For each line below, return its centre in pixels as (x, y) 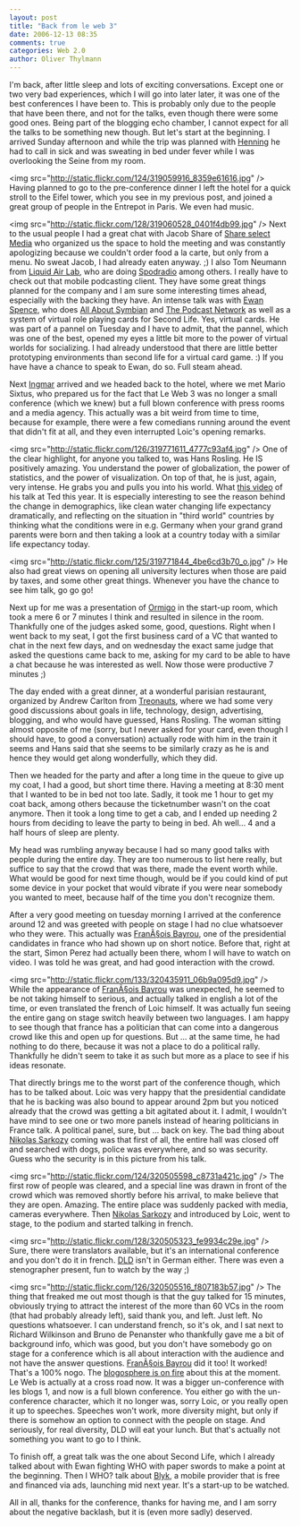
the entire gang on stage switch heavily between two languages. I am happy (150, 1018)
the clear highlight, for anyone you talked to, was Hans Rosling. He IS (136, 459)
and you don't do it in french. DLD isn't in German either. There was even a (146, 1260)
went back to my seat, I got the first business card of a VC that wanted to (144, 636)
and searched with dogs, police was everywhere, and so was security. (139, 1149)
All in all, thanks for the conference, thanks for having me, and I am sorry (143, 1502)
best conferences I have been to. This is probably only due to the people (143, 103)
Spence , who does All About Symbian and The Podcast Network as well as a (150, 309)
